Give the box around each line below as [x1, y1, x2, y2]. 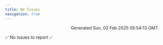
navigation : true [5, 12, 40, 16]
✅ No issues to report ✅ [5, 34, 53, 40]
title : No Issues [5, 7, 40, 12]
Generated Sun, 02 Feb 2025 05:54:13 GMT [70, 25, 158, 30]
